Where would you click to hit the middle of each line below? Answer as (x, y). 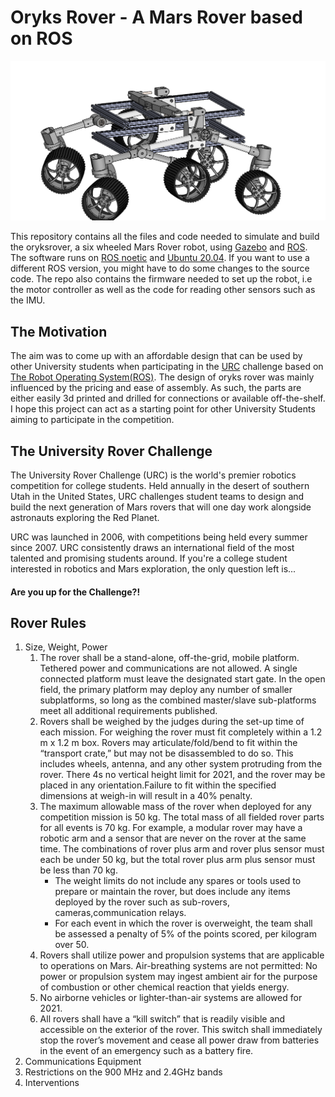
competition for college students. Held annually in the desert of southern (160, 485)
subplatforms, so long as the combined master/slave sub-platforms (178, 700)
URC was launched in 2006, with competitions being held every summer (159, 537)
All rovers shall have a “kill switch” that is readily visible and (162, 1019)
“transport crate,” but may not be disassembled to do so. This (166, 753)
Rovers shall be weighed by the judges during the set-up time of (172, 722)
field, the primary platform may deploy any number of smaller (166, 690)
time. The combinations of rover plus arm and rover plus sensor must (182, 849)
